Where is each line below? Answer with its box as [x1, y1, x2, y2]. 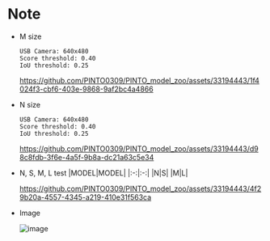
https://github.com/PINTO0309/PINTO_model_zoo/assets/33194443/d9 [19, 143, 259, 154]
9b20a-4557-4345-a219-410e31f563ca [19, 192, 152, 202]
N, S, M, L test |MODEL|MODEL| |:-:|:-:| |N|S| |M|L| [19, 167, 188, 178]
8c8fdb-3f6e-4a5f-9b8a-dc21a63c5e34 [19, 152, 154, 162]
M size [19, 32, 42, 41]
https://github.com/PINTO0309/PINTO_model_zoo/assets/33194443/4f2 [19, 184, 262, 193]
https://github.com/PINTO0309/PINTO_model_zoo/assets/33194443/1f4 [19, 75, 259, 85]
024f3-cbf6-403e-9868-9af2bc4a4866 [19, 84, 154, 94]
